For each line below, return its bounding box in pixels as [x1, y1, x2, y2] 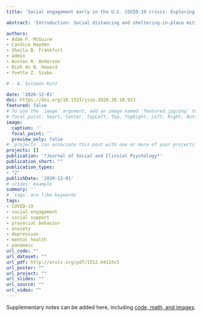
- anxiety [6, 226, 31, 232]
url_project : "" [6, 270, 47, 277]
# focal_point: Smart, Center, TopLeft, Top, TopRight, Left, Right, [6, 114, 185, 120]
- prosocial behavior [6, 220, 61, 226]
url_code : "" [6, 248, 39, 254]
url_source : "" [6, 282, 44, 288]
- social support [6, 214, 50, 220]
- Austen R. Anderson [6, 58, 61, 64]
